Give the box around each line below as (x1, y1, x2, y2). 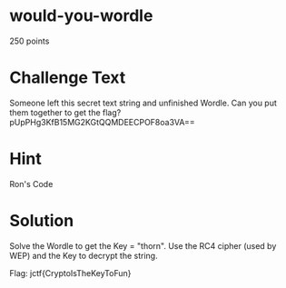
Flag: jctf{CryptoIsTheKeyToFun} (9, 267, 132, 278)
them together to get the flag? (9, 106, 122, 118)
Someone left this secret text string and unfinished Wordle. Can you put (9, 97, 277, 108)
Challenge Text (9, 67, 126, 88)
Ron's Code (9, 178, 54, 189)
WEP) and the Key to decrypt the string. (9, 250, 158, 261)
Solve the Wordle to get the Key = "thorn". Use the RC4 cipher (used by (9, 240, 277, 251)
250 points (9, 35, 50, 46)
